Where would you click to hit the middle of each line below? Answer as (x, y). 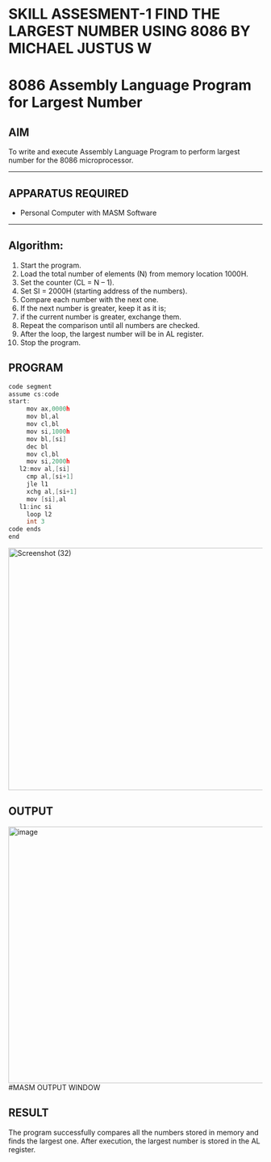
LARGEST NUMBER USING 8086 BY (129, 31)
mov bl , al (43, 417)
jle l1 (37, 484)
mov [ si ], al (46, 499)
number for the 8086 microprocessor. (71, 160)
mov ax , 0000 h (48, 409)
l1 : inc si (35, 507)
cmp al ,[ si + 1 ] (50, 477)
